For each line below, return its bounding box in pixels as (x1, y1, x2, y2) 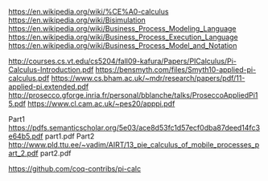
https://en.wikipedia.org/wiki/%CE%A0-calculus (8, 7, 169, 16)
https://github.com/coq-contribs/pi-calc (8, 164, 142, 173)
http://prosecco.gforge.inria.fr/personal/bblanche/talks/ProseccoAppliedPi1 (8, 90, 258, 99)
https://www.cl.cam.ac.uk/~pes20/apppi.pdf (27, 99, 175, 108)
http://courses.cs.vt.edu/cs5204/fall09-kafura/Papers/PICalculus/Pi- (8, 56, 237, 66)
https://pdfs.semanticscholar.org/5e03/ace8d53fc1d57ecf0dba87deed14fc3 (8, 123, 260, 132)
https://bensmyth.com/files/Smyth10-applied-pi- (95, 65, 257, 74)
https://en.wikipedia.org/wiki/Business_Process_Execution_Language (8, 32, 239, 42)
